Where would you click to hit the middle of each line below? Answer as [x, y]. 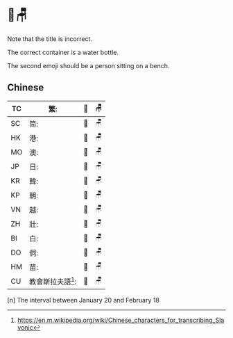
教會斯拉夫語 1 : [53, 281]
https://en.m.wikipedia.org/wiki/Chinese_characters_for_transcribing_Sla [121, 320]
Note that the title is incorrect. [50, 39]
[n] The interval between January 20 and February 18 [83, 300]
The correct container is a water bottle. [63, 52]
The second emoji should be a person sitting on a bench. [88, 65]
